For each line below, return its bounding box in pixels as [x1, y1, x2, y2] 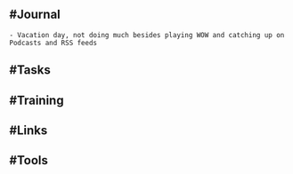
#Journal [9, 7, 61, 22]
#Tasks [9, 62, 52, 78]
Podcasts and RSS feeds [9, 38, 98, 47]
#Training [9, 92, 64, 107]
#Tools [9, 153, 49, 168]
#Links [9, 123, 48, 138]
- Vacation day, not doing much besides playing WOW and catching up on [9, 30, 285, 39]
